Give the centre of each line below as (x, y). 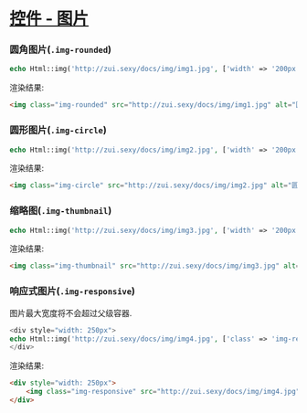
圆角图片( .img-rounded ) (61, 49)
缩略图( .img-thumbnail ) (61, 211)
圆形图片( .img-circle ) (58, 131)
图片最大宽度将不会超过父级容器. (71, 312)
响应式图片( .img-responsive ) (72, 291)
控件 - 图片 (49, 19)
